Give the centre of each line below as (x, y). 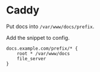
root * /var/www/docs (43, 53)
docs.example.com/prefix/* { (42, 48)
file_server (31, 59)
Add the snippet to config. (38, 37)
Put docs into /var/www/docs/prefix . (50, 26)
